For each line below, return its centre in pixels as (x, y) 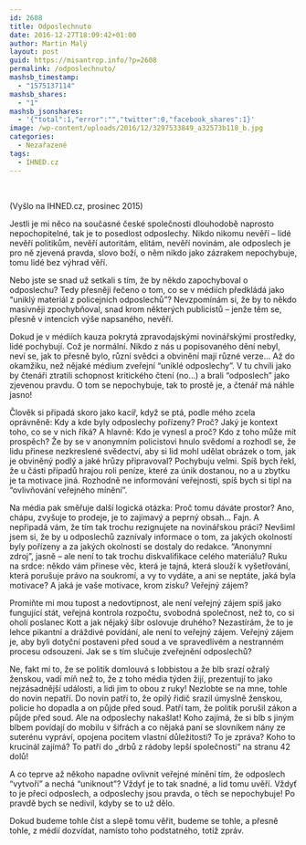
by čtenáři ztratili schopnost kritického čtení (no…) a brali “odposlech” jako (150, 375)
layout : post (34, 52)
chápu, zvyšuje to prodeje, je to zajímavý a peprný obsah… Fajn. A (134, 517)
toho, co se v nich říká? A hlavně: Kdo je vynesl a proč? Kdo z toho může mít (153, 432)
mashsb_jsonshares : (47, 111)
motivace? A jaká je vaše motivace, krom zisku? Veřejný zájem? (129, 585)
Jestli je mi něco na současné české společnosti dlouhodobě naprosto (142, 224)
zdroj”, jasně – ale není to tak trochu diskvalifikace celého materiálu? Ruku (148, 556)
